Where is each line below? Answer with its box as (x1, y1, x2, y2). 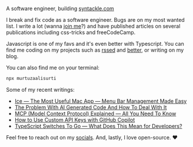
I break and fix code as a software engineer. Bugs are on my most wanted (6, 16, 185, 23)
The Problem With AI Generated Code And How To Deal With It (14, 103, 167, 111)
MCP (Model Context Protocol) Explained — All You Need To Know (14, 110, 177, 117)
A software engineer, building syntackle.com (6, 5, 115, 12)
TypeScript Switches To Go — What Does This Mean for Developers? (14, 122, 182, 129)
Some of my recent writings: (6, 86, 75, 93)
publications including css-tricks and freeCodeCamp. (6, 29, 136, 36)
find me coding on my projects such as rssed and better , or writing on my (6, 46, 184, 54)
